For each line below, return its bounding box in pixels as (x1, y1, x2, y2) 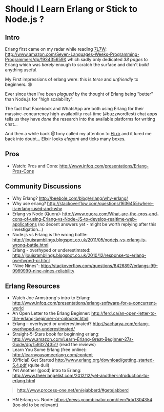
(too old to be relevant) (12, 402, 59, 408)
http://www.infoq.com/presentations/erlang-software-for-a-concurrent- (12, 300, 157, 306)
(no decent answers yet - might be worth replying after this (38, 221, 157, 227)
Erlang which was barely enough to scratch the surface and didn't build (5, 62, 149, 67)
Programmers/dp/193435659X (5, 57, 67, 62)
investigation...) (12, 226, 43, 232)
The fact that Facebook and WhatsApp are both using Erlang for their (5, 106, 144, 111)
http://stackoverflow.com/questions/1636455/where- (47, 200, 154, 206)
